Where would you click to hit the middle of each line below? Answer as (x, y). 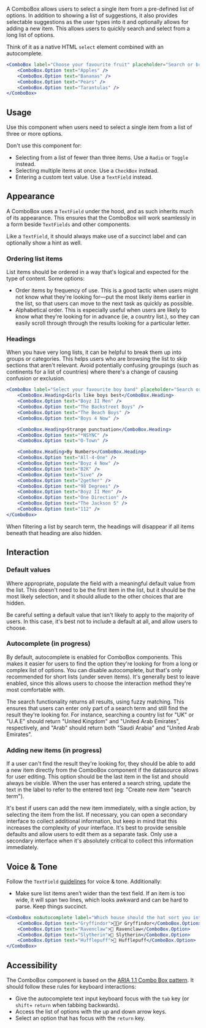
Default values (29, 570)
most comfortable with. (36, 689)
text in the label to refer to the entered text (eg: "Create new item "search (99, 790)
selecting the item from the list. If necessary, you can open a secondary (97, 815)
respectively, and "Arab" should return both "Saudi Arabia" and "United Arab (103, 728)
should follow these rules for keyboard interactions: (71, 987)
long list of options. (31, 35)
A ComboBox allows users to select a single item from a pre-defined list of (100, 9)
